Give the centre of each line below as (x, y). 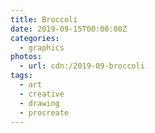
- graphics (42, 47)
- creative (42, 94)
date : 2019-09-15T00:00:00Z (69, 29)
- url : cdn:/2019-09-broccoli (82, 66)
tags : (21, 76)
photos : (26, 57)
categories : (35, 38)
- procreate (44, 112)
